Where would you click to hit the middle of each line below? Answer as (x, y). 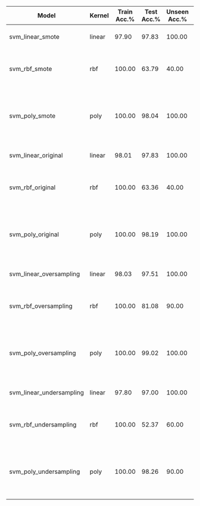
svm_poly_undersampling (45, 472)
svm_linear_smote (34, 37)
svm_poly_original (34, 234)
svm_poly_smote (32, 116)
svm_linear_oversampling (45, 274)
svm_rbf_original (32, 187)
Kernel (99, 16)
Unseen (178, 12)
